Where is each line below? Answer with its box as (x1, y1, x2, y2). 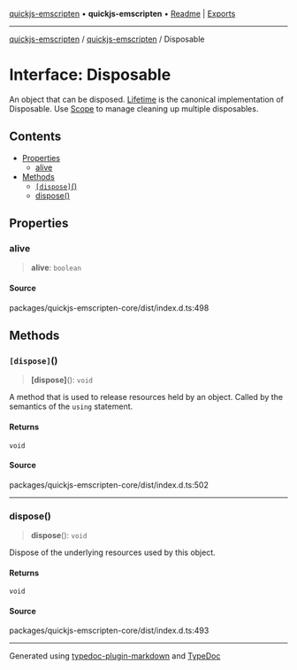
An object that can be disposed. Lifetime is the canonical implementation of (9, 94, 285, 104)
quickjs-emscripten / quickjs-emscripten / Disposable (9, 34, 205, 44)
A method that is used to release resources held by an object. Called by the (9, 392, 284, 403)
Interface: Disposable (9, 65, 171, 85)
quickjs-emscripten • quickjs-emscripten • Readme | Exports (9, 9, 236, 19)
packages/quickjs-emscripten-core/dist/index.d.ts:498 (9, 302, 209, 313)
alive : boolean (30, 262, 82, 273)
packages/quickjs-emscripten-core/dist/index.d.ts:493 (9, 625, 209, 636)
